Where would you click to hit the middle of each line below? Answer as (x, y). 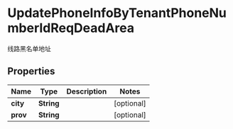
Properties (31, 71)
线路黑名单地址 (29, 48)
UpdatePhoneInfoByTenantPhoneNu (117, 13)
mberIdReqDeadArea (71, 28)
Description (87, 91)
